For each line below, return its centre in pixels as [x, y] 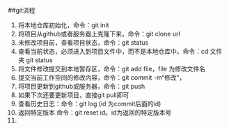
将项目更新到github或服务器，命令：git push [81, 86]
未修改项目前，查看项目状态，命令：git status [83, 43]
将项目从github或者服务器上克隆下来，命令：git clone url [99, 34]
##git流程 [22, 10]
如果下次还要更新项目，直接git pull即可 [73, 95]
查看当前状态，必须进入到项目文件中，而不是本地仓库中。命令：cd [113, 51]
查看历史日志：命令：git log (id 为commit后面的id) [89, 104]
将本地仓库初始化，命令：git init [63, 25]
